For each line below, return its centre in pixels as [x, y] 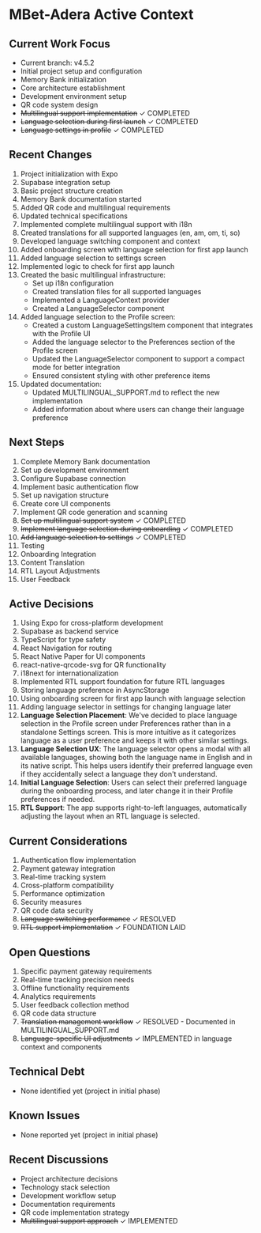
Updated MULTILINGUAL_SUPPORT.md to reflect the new [126, 392]
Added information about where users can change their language [138, 409]
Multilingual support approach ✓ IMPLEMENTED [99, 1220]
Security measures [51, 902]
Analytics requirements [58, 997]
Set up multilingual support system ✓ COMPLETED [103, 520]
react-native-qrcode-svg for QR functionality [93, 665]
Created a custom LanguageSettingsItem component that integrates [142, 325]
